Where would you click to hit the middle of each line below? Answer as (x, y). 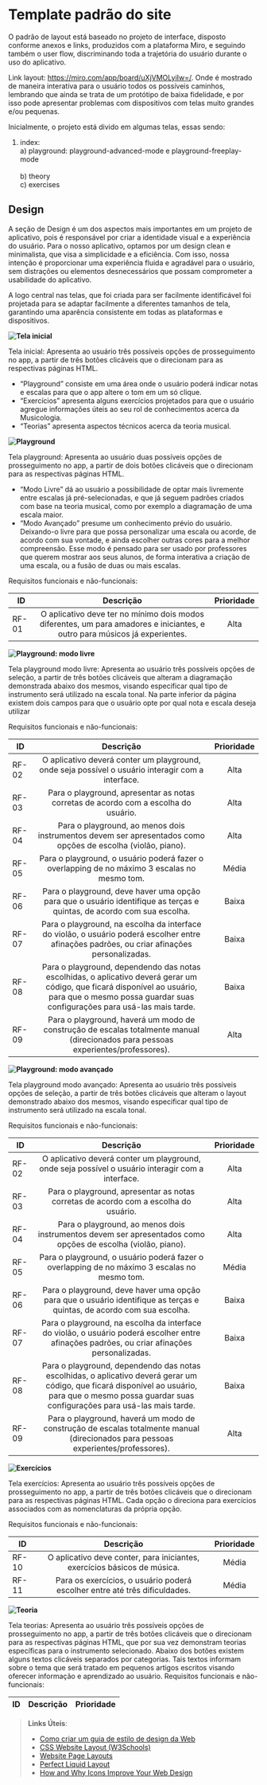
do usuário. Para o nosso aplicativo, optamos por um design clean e (120, 245)
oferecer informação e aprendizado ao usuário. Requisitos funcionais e (124, 1676)
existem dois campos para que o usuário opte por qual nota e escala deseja (132, 703)
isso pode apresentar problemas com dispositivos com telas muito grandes (131, 103)
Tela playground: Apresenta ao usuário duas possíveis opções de (115, 456)
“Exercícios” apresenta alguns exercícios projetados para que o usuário (137, 401)
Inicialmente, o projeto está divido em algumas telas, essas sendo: (117, 127)
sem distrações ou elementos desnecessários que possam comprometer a (130, 271)
